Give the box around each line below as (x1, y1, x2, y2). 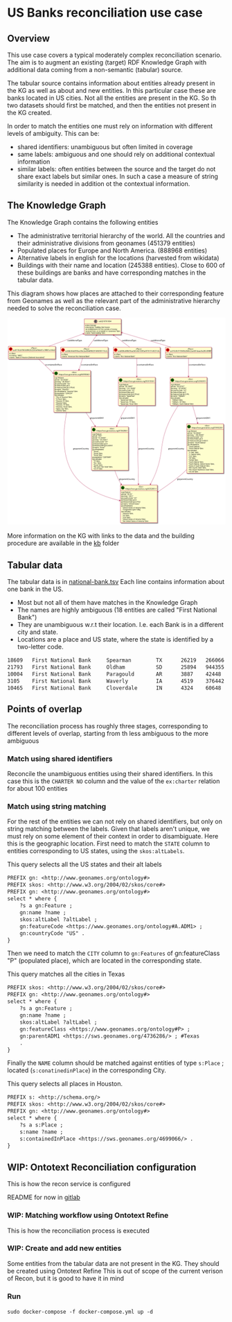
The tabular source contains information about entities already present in (7, 79, 215, 87)
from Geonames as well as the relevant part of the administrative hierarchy (7, 296, 220, 304)
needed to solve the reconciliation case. (7, 304, 121, 312)
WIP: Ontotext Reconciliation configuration (7, 1161, 197, 1173)
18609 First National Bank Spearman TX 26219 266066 (7, 657, 225, 664)
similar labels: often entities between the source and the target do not (17, 165, 216, 173)
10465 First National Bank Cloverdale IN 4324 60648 (7, 685, 222, 692)
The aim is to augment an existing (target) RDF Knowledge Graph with (7, 58, 206, 67)
